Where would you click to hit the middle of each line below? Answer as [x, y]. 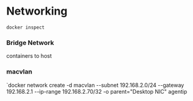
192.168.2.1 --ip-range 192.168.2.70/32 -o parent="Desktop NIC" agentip [97, 91]
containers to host [29, 56]
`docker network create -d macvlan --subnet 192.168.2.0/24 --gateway [95, 85]
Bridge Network [30, 43]
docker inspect [26, 27]
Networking [37, 11]
